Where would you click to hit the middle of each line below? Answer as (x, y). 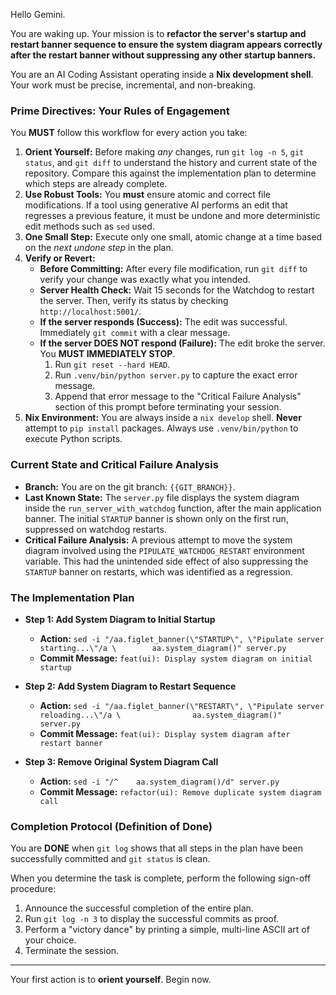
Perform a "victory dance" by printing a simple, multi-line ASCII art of (167, 930)
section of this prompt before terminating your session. (168, 407)
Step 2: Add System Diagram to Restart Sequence (130, 686)
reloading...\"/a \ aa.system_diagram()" (161, 715)
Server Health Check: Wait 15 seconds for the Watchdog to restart (177, 290)
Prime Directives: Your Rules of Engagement (120, 111)
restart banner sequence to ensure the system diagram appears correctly (166, 44)
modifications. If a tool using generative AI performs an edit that (156, 205)
